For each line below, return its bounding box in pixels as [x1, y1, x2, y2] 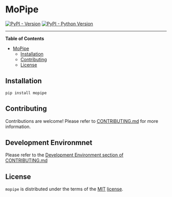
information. [5, 123, 31, 130]
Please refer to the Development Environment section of [5, 152, 124, 158]
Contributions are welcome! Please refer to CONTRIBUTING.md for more [5, 118, 159, 124]
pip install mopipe [5, 90, 47, 96]
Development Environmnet [5, 138, 93, 147]
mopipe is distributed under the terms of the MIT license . [5, 186, 124, 192]
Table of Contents [5, 35, 45, 42]
